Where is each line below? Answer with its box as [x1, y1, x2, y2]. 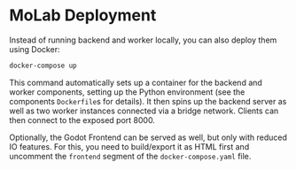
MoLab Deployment [9, 5, 157, 26]
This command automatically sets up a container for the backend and [9, 77, 263, 88]
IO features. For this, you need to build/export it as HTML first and [9, 141, 250, 151]
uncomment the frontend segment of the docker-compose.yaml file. [9, 151, 252, 161]
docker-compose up [9, 61, 77, 70]
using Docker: [9, 43, 60, 54]
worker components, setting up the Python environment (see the [9, 86, 245, 97]
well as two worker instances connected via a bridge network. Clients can [9, 105, 279, 116]
